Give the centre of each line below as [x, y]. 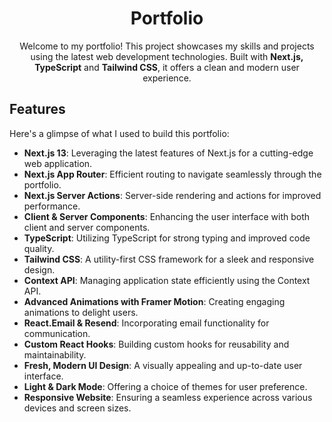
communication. [57, 333]
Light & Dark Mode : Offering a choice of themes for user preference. [165, 386]
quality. [39, 248]
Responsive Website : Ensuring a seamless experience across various [168, 397]
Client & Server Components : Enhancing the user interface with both [167, 216]
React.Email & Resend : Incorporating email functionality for [146, 323]
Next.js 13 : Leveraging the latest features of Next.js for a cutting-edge [168, 153]
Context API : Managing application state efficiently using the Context [167, 280]
